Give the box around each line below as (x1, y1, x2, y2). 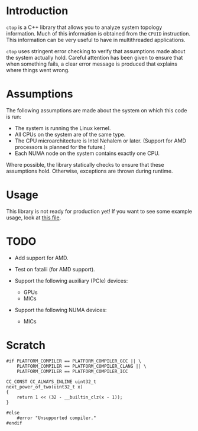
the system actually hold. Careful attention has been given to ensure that (6, 54, 183, 61)
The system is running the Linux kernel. (14, 124, 111, 131)
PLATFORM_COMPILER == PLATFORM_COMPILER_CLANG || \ (17, 363, 147, 369)
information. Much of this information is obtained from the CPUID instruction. (6, 30, 191, 37)
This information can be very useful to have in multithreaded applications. (6, 36, 186, 43)
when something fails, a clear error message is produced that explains (6, 60, 177, 67)
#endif (6, 420, 22, 426)
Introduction (6, 4, 69, 18)
